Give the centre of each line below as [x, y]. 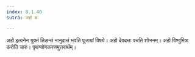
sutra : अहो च [22, 18]
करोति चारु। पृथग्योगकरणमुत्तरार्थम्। [41, 47]
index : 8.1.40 [24, 12]
